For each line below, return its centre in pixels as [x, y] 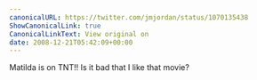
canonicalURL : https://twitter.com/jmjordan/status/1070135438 [129, 17]
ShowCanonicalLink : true [55, 26]
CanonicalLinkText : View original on [79, 34]
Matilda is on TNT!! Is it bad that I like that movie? [99, 68]
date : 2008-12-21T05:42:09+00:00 [71, 42]
